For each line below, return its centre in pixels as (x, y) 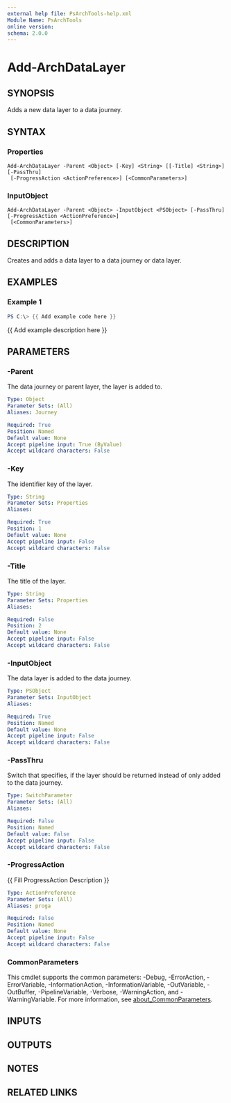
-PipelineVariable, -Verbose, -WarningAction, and (108, 992)
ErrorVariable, (27, 985)
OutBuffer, (22, 992)
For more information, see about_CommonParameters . (135, 999)
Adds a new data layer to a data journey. (65, 110)
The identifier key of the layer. (50, 484)
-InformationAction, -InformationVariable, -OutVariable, (127, 985)
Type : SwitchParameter (40, 796)
